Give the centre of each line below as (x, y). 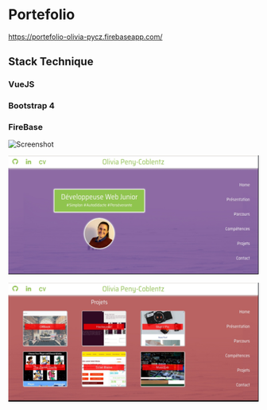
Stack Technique (51, 62)
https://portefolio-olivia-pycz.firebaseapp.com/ (85, 37)
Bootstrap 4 (32, 106)
